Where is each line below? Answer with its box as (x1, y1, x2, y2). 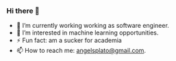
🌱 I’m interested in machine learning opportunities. (16, 28, 159, 37)
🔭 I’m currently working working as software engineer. (16, 22, 169, 30)
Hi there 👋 (6, 6, 40, 16)
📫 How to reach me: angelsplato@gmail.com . (16, 47, 147, 55)
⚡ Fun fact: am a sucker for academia (16, 37, 123, 45)
